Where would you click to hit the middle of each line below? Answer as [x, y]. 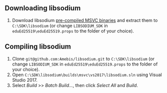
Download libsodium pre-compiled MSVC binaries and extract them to [85, 20]
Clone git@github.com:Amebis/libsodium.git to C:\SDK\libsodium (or [83, 58]
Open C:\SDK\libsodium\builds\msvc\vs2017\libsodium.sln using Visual [87, 74]
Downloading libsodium [43, 8]
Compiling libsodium [38, 47]
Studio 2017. [25, 80]
